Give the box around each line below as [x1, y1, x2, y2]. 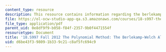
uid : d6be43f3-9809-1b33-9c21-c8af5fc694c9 [5, 40, 96, 45]
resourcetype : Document [5, 30, 54, 35]
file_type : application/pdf [5, 21, 63, 26]
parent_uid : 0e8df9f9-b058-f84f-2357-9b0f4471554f [5, 26, 112, 31]
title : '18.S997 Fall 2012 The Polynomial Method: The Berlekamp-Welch [5, 35, 156, 40]
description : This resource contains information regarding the [5, 12, 140, 17]
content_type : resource [5, 7, 54, 12]
